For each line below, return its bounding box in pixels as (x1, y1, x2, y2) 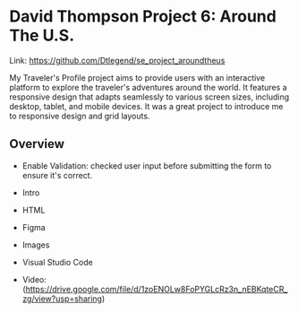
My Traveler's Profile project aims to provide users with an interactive (9, 72, 266, 83)
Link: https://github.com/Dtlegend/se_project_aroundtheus (9, 55, 226, 65)
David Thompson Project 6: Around (9, 6, 277, 27)
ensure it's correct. (21, 170, 93, 180)
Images (21, 239, 50, 250)
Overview (9, 136, 65, 152)
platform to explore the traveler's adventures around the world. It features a (9, 82, 288, 92)
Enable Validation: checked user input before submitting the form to (21, 160, 272, 171)
